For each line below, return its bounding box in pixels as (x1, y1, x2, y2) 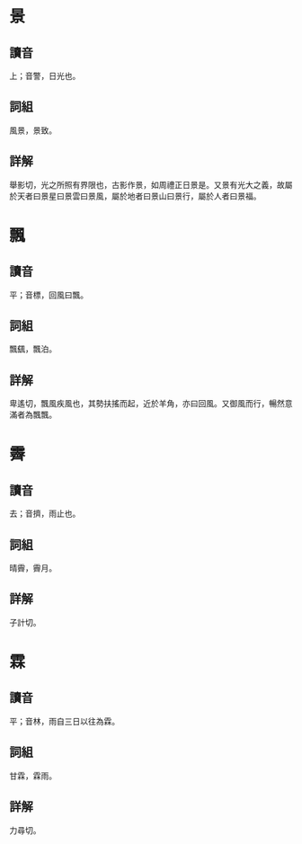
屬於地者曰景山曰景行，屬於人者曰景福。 (111, 191, 262, 201)
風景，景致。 (9, 125, 57, 136)
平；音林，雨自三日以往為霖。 (9, 715, 120, 726)
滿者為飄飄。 (9, 409, 57, 421)
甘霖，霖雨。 (9, 770, 57, 781)
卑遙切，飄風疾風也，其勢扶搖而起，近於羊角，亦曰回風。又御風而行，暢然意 (9, 398, 293, 409)
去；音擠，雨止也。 (9, 508, 81, 520)
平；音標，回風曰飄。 (9, 289, 88, 300)
